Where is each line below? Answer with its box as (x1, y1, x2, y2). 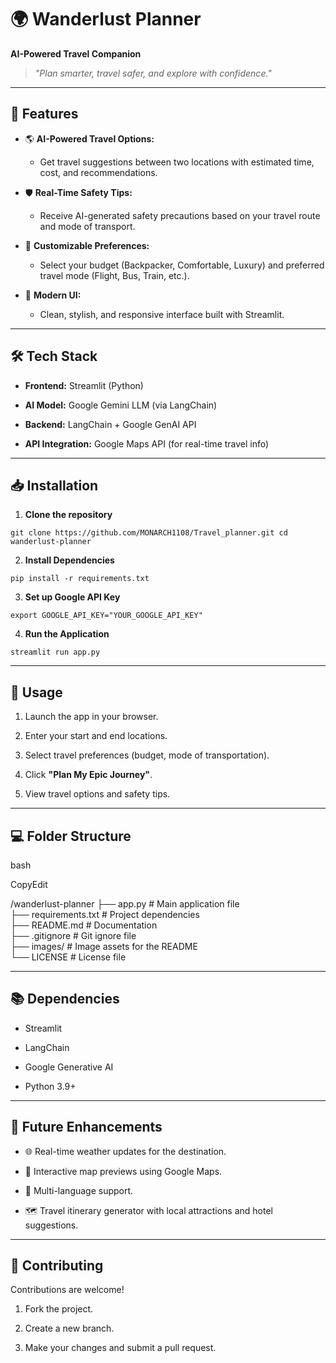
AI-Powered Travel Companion (10, 47, 142, 60)
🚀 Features (10, 106, 79, 123)
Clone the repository (24, 509, 113, 521)
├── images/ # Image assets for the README (10, 941, 198, 952)
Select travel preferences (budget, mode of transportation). (24, 749, 270, 761)
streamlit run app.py (10, 647, 101, 658)
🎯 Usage (10, 684, 63, 701)
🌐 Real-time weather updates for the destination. (24, 1145, 227, 1157)
